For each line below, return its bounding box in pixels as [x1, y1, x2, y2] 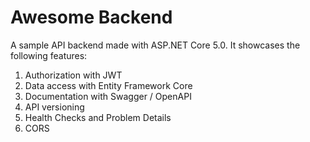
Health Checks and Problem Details [24, 111, 172, 123]
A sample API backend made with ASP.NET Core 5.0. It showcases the [10, 39, 301, 51]
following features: [10, 49, 88, 61]
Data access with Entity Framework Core [24, 79, 193, 91]
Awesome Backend [10, 6, 173, 29]
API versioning [24, 101, 85, 113]
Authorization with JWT [24, 69, 123, 81]
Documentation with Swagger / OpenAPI [24, 90, 192, 102]
